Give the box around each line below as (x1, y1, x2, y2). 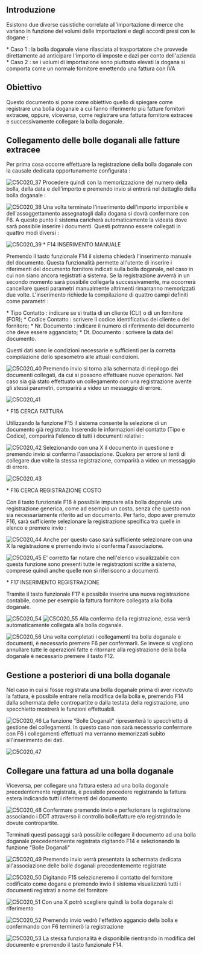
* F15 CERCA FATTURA (6, 408, 63, 415)
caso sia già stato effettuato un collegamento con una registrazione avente (6, 378, 192, 385)
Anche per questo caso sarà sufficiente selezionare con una (43, 536, 193, 544)
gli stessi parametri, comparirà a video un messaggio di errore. (6, 384, 162, 392)
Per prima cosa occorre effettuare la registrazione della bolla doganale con (6, 160, 192, 168)
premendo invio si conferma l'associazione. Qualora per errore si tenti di (6, 450, 186, 458)
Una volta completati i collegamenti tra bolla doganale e (43, 633, 181, 640)
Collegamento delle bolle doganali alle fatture (6, 136, 180, 146)
